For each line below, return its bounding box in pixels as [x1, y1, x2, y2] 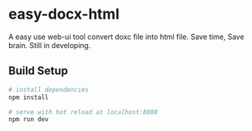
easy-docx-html [8, 5, 120, 24]
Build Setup [8, 64, 68, 78]
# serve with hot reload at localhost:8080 [8, 107, 159, 116]
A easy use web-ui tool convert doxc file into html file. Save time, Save [8, 32, 245, 41]
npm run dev [8, 116, 49, 124]
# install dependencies [8, 85, 89, 94]
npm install [8, 93, 49, 102]
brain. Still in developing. [8, 40, 91, 50]
